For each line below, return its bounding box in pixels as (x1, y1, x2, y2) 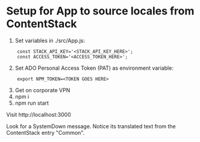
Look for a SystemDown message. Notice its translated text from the (6, 122, 176, 130)
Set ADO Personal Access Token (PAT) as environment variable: (14, 64, 173, 72)
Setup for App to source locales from (6, 4, 195, 18)
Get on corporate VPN (14, 86, 70, 94)
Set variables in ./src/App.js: (14, 37, 86, 44)
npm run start (14, 99, 49, 106)
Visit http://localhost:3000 (6, 111, 71, 118)
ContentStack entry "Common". (6, 129, 85, 136)
